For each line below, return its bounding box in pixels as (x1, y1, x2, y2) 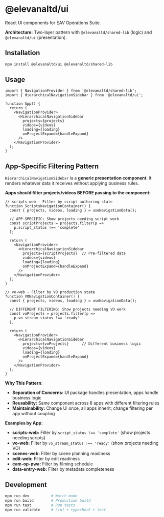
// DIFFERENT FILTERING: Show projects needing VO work (9, 307, 126, 312)
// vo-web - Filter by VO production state (5, 290, 95, 295)
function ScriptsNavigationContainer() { (5, 204, 91, 209)
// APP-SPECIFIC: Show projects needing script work (9, 216, 119, 222)
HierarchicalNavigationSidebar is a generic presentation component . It (5, 175, 152, 181)
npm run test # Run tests (5, 503, 76, 508)
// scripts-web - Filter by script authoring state (5, 199, 113, 205)
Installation (5, 49, 40, 57)
